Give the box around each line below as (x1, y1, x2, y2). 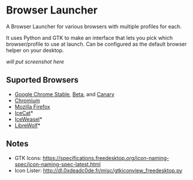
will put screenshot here (6, 58, 65, 65)
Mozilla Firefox (14, 103, 50, 110)
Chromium (14, 97, 40, 104)
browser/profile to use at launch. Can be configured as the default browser (6, 40, 187, 47)
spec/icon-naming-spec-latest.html (14, 161, 101, 168)
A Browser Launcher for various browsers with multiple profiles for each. (6, 23, 182, 30)
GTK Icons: (14, 154, 42, 161)
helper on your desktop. (6, 46, 65, 53)
